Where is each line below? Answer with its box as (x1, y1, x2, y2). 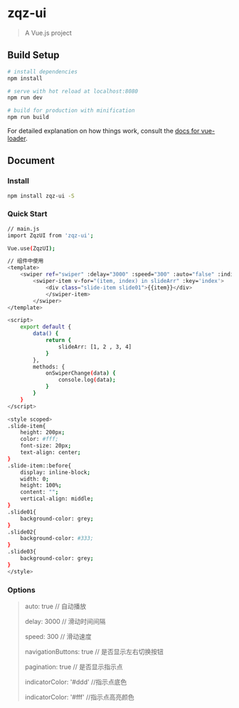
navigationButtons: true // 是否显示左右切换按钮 (24, 647, 164, 656)
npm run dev (7, 94, 43, 101)
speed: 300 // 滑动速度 (24, 632, 92, 641)
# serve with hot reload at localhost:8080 (7, 88, 139, 95)
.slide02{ (7, 529, 37, 536)
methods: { (33, 363, 65, 370)
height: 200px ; (20, 429, 65, 436)
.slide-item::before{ (7, 462, 72, 469)
